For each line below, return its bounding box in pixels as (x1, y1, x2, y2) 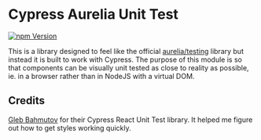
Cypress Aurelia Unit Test (8, 5, 179, 23)
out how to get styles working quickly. (8, 123, 131, 132)
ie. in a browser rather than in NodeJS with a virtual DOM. (8, 71, 195, 81)
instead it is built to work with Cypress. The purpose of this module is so (8, 55, 242, 64)
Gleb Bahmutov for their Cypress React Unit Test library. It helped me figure (8, 115, 253, 124)
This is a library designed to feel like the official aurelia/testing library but (8, 46, 244, 56)
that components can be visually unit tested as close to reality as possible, (8, 63, 249, 72)
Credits (8, 94, 46, 107)
